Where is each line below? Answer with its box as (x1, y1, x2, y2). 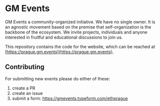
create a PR (12, 85, 35, 91)
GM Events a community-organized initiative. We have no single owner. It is (5, 19, 156, 25)
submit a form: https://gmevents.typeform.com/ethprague (12, 95, 128, 101)
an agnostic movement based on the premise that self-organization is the (5, 24, 151, 30)
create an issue (12, 90, 43, 96)
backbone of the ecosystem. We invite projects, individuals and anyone (5, 29, 148, 35)
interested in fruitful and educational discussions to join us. (5, 34, 123, 40)
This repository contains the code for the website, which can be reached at (5, 44, 155, 49)
